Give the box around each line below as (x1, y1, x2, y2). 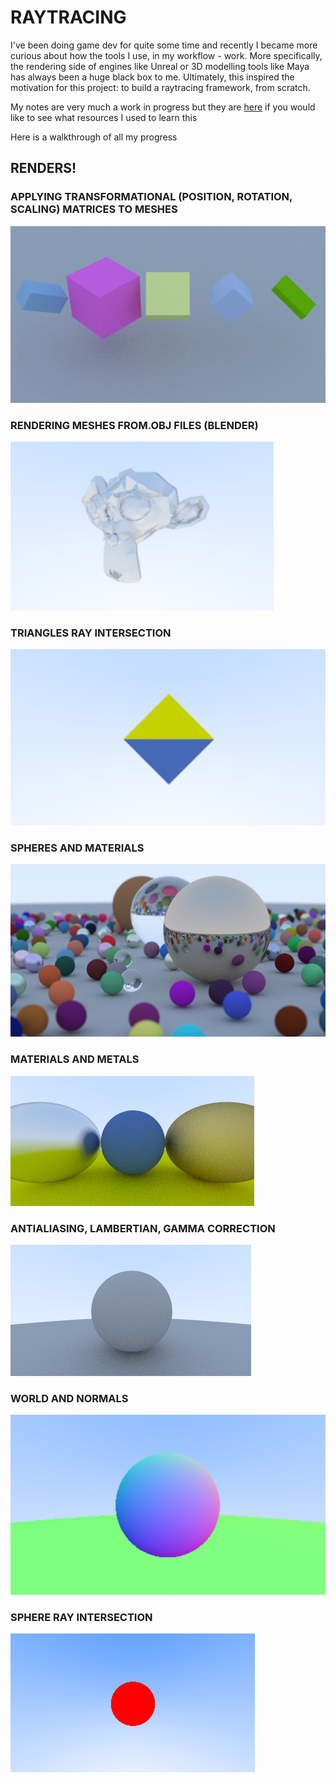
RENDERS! (10, 160, 77, 177)
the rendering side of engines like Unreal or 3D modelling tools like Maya (10, 60, 310, 72)
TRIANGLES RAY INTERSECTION (10, 626, 172, 640)
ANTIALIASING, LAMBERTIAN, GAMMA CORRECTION (10, 1221, 276, 1235)
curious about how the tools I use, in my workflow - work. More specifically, (10, 49, 323, 61)
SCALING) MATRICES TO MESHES (10, 202, 178, 216)
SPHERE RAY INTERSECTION (10, 1610, 153, 1624)
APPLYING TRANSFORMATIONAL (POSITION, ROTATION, (10, 190, 293, 204)
